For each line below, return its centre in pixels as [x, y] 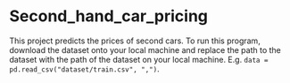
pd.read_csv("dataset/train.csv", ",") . [84, 69]
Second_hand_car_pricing [108, 16]
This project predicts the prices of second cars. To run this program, [135, 41]
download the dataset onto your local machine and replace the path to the [145, 49]
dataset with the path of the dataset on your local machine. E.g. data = [139, 59]
